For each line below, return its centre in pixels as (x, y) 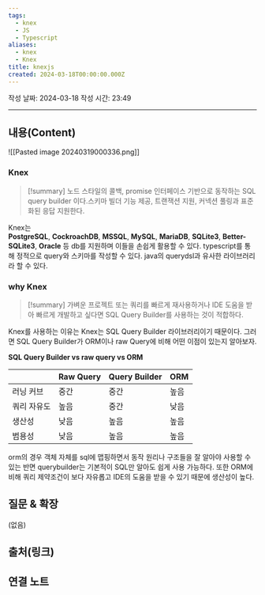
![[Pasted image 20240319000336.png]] (74, 152)
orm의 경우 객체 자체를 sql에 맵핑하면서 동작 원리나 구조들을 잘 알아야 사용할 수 (130, 457)
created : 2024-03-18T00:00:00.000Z (67, 74)
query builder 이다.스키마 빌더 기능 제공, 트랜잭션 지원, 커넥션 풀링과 (133, 201)
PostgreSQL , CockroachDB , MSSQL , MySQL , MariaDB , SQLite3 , (114, 236)
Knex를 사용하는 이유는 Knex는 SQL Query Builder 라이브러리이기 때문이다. (125, 332)
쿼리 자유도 (32, 407)
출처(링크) (32, 552)
